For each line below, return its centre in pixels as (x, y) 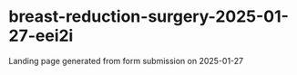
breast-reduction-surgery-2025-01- (148, 17)
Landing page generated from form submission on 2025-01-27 (126, 61)
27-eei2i (41, 36)
